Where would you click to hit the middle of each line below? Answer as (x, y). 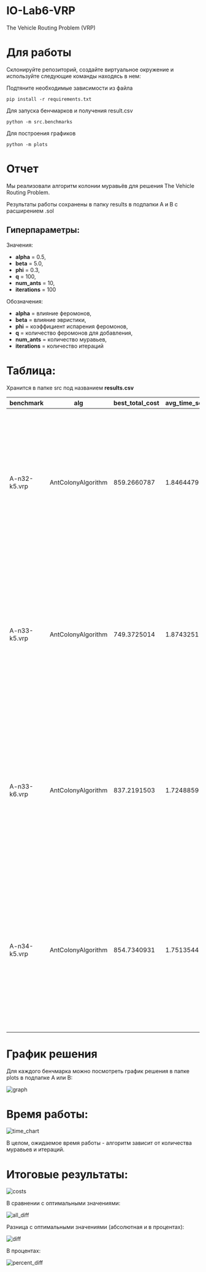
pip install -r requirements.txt (49, 99)
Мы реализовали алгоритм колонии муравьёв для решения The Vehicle (101, 185)
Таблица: (31, 371)
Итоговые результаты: (67, 1174)
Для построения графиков (41, 133)
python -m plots (27, 144)
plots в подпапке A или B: (40, 1077)
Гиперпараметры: (43, 230)
